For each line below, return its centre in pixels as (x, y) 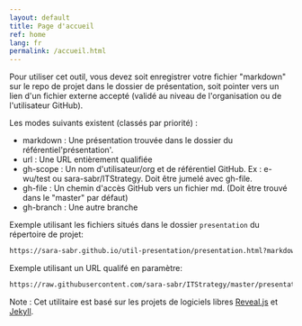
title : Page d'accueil (52, 26)
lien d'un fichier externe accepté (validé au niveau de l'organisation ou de (146, 96)
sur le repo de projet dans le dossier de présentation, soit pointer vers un (144, 86)
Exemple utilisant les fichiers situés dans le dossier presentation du (135, 225)
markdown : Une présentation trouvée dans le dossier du (128, 140)
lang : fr (26, 43)
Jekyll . (22, 311)
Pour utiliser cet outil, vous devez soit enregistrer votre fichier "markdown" (147, 77)
